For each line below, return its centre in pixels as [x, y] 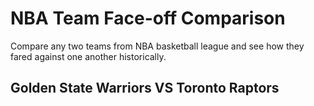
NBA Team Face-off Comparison [148, 18]
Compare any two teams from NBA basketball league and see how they [157, 46]
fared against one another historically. [88, 56]
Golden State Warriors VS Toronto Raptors [145, 88]
